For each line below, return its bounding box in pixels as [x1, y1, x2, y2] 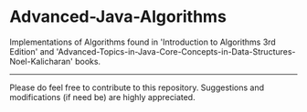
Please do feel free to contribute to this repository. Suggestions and [9, 82, 265, 93]
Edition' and [9, 46, 55, 56]
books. [74, 56, 101, 66]
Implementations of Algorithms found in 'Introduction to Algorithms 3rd [9, 36, 276, 47]
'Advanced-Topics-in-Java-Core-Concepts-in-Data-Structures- [56, 46, 296, 56]
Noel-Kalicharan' [9, 56, 73, 66]
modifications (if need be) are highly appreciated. [9, 91, 196, 102]
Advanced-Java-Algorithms [9, 6, 227, 27]
